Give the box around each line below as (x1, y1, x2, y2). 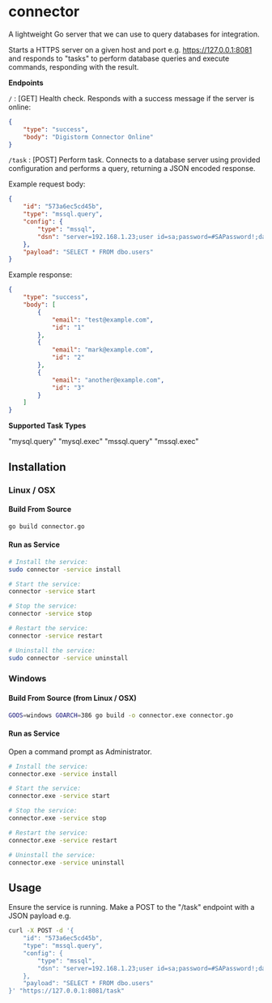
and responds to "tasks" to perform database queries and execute (8, 53, 230, 63)
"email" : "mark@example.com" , (51, 346, 154, 354)
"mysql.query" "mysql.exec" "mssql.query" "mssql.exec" (8, 437, 199, 446)
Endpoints (8, 78, 44, 87)
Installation (8, 460, 66, 474)
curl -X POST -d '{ (8, 927, 74, 935)
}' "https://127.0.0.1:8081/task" (8, 987, 125, 995)
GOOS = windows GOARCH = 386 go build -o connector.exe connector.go (8, 711, 233, 719)
